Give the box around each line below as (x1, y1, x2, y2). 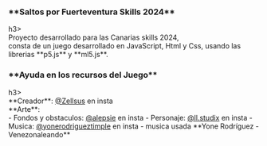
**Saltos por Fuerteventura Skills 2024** (8, 6, 175, 17)
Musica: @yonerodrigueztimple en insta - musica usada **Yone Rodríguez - (8, 121, 259, 131)
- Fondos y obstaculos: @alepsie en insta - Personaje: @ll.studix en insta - (8, 113, 253, 122)
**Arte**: (8, 104, 41, 113)
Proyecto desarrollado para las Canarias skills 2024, (8, 33, 179, 42)
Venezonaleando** (8, 129, 71, 139)
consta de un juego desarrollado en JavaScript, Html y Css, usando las (8, 41, 241, 51)
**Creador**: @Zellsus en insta (8, 96, 113, 106)
